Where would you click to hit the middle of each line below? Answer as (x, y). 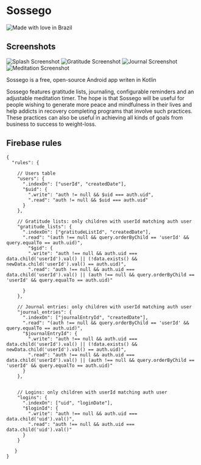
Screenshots (31, 47)
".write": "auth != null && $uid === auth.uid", (91, 195)
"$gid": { (41, 248)
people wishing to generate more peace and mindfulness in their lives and (99, 104)
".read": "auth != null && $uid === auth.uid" (88, 200)
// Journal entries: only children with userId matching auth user (104, 307)
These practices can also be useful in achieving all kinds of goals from (95, 117)
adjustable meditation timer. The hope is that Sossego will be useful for (95, 98)
